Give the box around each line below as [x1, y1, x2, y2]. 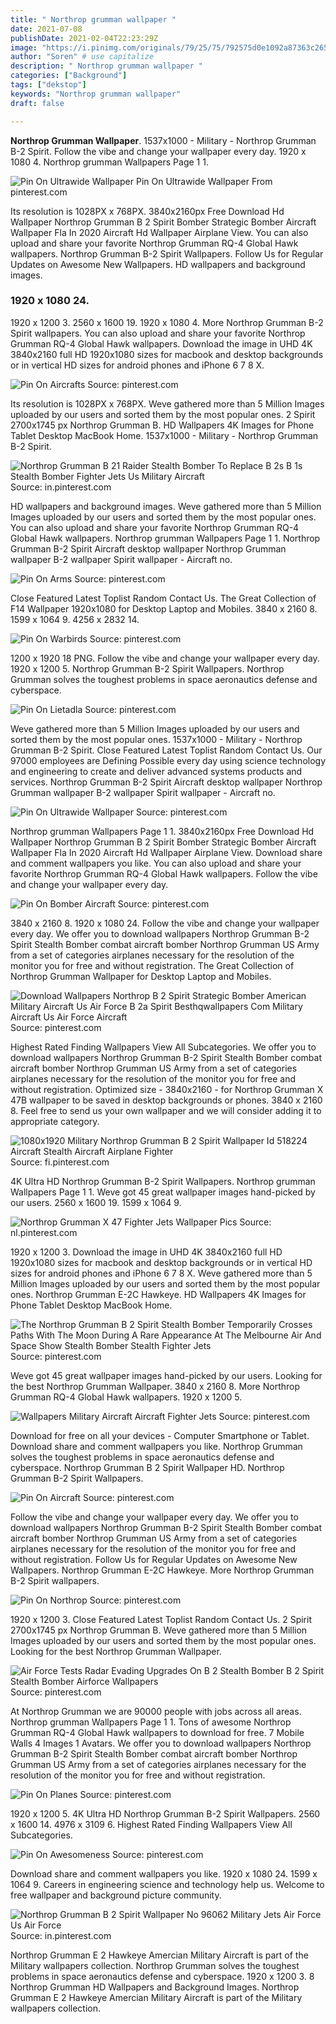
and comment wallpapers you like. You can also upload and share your [10, 857, 302, 869]
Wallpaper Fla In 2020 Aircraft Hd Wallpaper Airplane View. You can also [10, 226, 309, 238]
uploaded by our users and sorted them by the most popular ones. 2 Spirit [10, 408, 316, 420]
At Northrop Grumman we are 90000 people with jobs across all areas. [10, 1705, 302, 1717]
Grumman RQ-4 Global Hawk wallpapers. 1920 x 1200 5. [10, 1391, 243, 1403]
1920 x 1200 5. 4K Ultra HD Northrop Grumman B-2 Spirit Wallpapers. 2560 [10, 1807, 321, 1820]
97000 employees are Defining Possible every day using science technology [10, 754, 327, 766]
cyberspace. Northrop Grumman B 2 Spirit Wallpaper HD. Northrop [10, 1461, 285, 1473]
